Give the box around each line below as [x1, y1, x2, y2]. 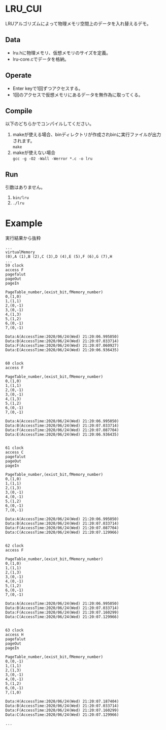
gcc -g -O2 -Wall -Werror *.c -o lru [12, 156, 93, 162]
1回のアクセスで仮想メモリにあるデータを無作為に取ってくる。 [12, 92, 143, 98]
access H [5, 632, 24, 637]
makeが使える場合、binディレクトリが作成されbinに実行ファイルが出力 [12, 132, 161, 138]
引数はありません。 [5, 184, 46, 191]
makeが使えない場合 [12, 149, 56, 156]
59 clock [5, 263, 24, 268]
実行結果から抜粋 [5, 235, 41, 241]
